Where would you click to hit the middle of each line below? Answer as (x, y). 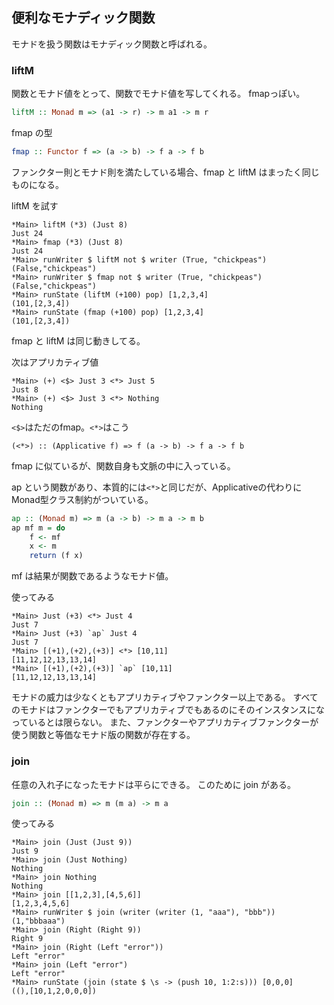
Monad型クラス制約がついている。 (82, 499)
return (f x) (56, 556)
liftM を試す (35, 205)
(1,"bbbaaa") (38, 921)
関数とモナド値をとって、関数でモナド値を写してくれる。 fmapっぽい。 (158, 94)
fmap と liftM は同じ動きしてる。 (78, 340)
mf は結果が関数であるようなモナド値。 (92, 576)
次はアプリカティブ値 (55, 362)
